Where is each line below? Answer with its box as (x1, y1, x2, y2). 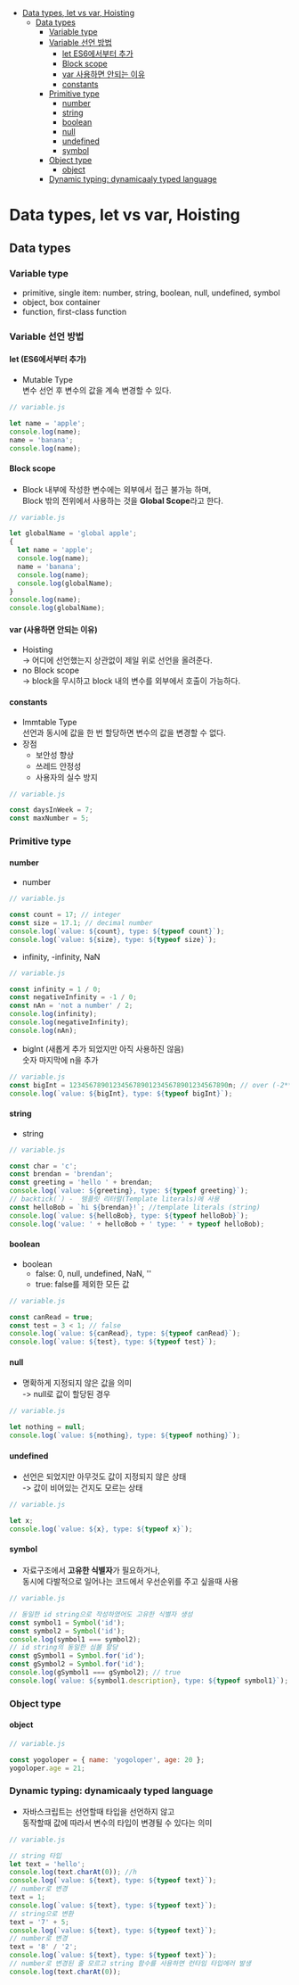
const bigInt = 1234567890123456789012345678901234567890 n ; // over (9, 1080, 269, 1089)
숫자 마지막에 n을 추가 (21, 1055, 99, 1065)
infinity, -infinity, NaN (21, 951, 101, 962)
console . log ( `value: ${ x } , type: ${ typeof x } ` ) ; (9, 1525, 193, 1534)
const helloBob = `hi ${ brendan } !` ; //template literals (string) (9, 1203, 261, 1212)
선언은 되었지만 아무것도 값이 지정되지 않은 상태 (21, 1471, 187, 1482)
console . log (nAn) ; (9, 1026, 77, 1035)
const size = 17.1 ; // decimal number (9, 919, 153, 928)
